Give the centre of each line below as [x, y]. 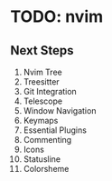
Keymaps [41, 121]
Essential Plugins [55, 130]
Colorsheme [46, 169]
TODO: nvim [57, 17]
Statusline [42, 159]
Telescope [42, 101]
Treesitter [41, 82]
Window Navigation [60, 111]
